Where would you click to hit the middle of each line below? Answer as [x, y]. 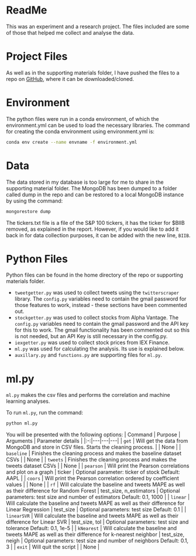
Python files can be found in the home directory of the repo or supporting [94, 275]
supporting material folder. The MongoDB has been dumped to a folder [92, 188]
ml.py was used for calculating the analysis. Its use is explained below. [99, 349]
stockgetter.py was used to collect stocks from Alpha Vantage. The [97, 318]
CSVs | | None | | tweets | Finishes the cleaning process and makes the [91, 460]
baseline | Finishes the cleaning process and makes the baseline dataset [94, 453]
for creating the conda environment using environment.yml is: [80, 131]
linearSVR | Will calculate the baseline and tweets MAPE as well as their [92, 516]
